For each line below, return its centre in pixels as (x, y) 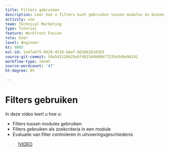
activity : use (20, 19)
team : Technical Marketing (33, 24)
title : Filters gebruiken (32, 10)
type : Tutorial (21, 29)
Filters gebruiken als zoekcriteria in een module (62, 129)
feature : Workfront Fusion (33, 33)
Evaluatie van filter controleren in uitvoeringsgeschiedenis (73, 134)
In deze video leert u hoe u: (33, 114)
